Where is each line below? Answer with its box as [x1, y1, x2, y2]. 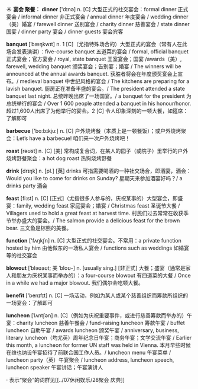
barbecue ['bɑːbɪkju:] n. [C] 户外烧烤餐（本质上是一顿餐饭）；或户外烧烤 [6, 127, 181, 134]
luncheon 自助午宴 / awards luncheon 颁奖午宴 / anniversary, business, [6, 327, 179, 334]
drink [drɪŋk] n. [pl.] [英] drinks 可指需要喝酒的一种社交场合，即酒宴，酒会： [6, 167, 191, 174]
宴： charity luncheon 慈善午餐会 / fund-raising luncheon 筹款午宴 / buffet [6, 320, 185, 326]
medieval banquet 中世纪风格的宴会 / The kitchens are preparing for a [20, 78, 190, 85]
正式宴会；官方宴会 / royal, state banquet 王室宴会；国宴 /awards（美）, [6, 56, 182, 62]
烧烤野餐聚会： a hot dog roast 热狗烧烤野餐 [6, 155, 112, 162]
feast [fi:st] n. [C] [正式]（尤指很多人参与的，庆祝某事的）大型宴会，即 [6, 195, 178, 202]
